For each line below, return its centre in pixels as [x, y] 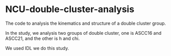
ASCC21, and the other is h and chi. [43, 38]
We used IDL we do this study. [37, 48]
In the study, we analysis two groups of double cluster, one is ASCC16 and [83, 33]
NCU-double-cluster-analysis [70, 9]
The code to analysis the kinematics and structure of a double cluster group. [86, 23]
